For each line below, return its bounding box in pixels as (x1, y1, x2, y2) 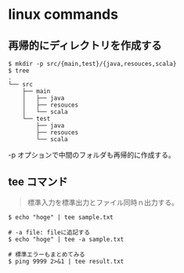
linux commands (8, 5, 119, 24)
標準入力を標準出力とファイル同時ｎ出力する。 (27, 198, 179, 207)
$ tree (8, 67, 30, 75)
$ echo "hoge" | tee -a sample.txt (8, 235, 124, 243)
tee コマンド (8, 175, 68, 189)
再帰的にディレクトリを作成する (8, 38, 162, 52)
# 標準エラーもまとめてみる (8, 250, 86, 258)
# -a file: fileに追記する (8, 228, 90, 236)
